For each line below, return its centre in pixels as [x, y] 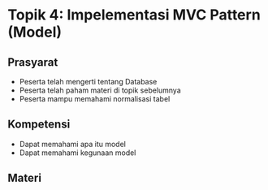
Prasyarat [33, 62]
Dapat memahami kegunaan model [78, 153]
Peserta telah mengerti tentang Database [88, 82]
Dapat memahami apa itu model [73, 144]
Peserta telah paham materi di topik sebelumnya [100, 90]
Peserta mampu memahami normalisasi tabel [95, 99]
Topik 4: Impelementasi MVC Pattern [134, 15]
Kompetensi [39, 125]
